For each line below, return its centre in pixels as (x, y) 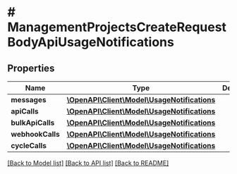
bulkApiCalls (33, 123)
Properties (31, 68)
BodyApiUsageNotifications (91, 42)
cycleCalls (29, 145)
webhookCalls (35, 134)
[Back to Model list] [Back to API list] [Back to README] (88, 163)
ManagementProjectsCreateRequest (117, 27)
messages (29, 100)
